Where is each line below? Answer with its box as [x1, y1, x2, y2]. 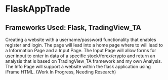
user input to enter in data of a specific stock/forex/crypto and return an [5, 53, 155, 59]
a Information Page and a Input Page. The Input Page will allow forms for [5, 48, 156, 53]
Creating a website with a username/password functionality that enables [5, 36, 156, 43]
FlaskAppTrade [5, 3, 70, 15]
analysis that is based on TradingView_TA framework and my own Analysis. [5, 58, 162, 64]
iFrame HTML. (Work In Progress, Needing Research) [5, 69, 116, 75]
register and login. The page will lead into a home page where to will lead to [5, 42, 163, 48]
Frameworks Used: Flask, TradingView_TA [5, 23, 141, 32]
